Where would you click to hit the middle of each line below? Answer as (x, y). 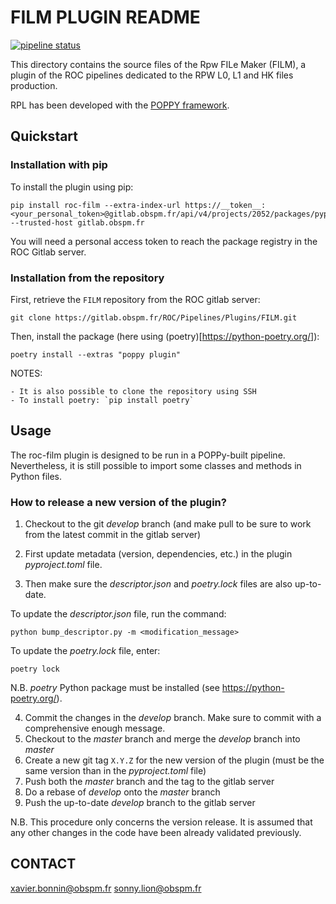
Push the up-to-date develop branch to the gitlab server (140, 803)
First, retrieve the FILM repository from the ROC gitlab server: (135, 299)
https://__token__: (225, 205)
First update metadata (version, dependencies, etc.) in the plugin (158, 554)
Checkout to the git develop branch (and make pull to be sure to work (168, 524)
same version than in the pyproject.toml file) (115, 771)
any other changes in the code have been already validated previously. (156, 833)
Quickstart (44, 136)
